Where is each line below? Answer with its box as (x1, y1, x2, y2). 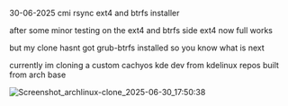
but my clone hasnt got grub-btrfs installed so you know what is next (9, 42, 265, 53)
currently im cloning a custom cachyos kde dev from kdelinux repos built (9, 60, 279, 70)
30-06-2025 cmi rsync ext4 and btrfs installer (9, 8, 180, 18)
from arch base (9, 69, 67, 80)
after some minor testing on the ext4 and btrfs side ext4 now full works (9, 25, 273, 35)
